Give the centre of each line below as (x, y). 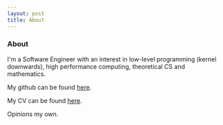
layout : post (26, 13)
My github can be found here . (49, 87)
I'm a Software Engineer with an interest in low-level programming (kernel (112, 59)
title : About (26, 20)
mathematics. (27, 74)
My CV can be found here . (45, 100)
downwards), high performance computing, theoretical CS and (96, 66)
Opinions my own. (33, 114)
